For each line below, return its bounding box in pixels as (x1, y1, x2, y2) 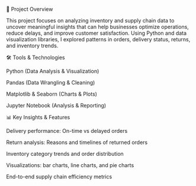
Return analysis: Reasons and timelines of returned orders (6, 139, 148, 146)
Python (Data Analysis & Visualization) (6, 68, 99, 74)
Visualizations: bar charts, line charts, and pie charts (6, 162, 134, 168)
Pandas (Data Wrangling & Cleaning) (6, 79, 95, 86)
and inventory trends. (6, 42, 59, 49)
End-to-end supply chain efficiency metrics (6, 173, 113, 180)
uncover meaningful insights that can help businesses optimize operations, (6, 24, 189, 30)
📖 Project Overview (6, 6, 53, 12)
